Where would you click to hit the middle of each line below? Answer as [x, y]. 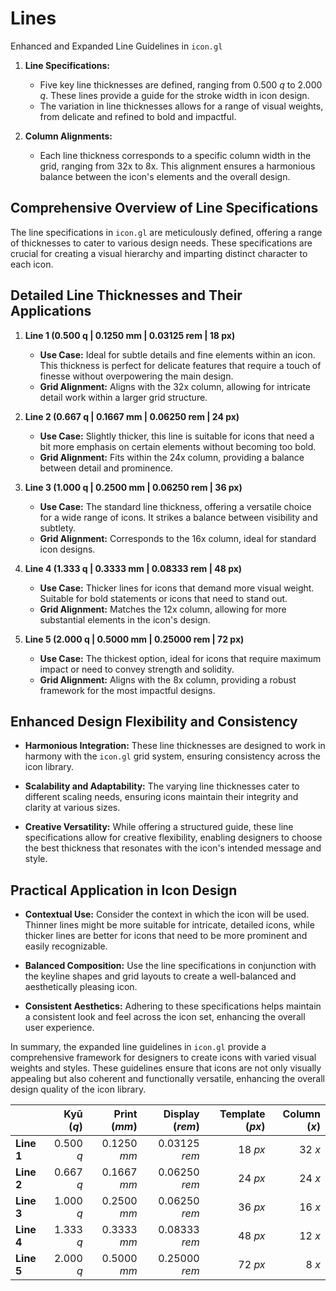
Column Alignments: [68, 136]
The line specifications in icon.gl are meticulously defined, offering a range [166, 232]
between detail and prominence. [106, 468]
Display [181, 1114]
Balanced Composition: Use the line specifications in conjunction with [170, 966]
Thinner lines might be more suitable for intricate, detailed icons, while [169, 925]
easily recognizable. [66, 946]
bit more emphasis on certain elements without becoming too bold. [178, 446]
